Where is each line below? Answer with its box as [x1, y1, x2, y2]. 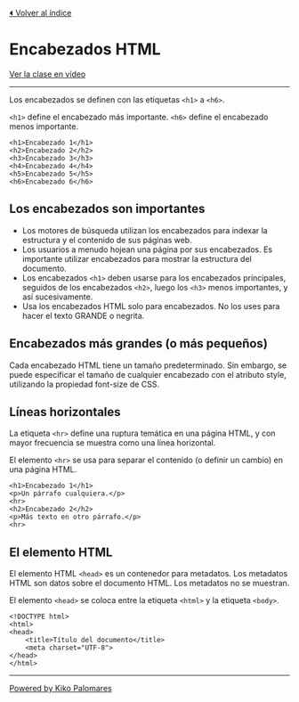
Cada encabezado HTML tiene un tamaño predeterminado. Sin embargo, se [9, 360, 287, 371]
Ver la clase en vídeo [9, 69, 86, 79]
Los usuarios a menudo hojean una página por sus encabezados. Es [21, 244, 273, 255]
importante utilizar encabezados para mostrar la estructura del [21, 253, 252, 264]
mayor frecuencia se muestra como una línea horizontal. [9, 437, 216, 448]
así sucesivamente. [21, 291, 93, 302]
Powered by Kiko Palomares [9, 683, 113, 694]
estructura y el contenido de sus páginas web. [21, 234, 193, 245]
